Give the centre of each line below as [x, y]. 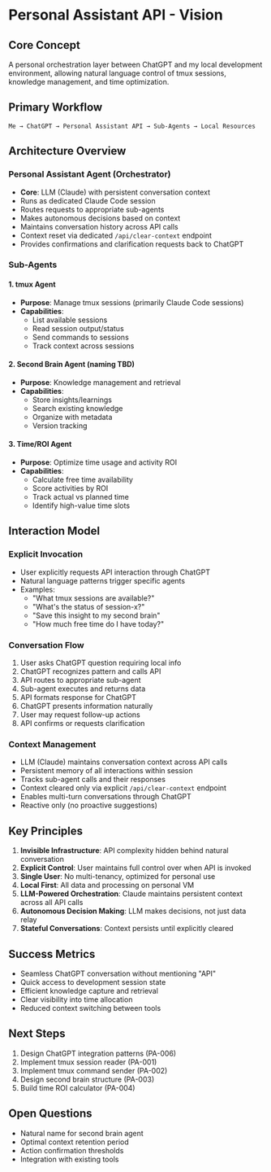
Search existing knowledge [77, 408]
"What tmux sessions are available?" [93, 598]
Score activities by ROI [70, 488]
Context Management [52, 744]
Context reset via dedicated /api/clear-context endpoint [116, 235]
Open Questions [50, 1114]
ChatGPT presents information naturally [86, 706]
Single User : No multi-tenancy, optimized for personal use [118, 877]
